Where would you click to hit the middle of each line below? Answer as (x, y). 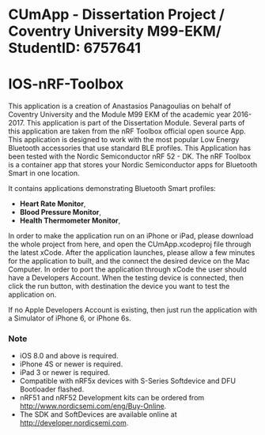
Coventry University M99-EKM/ (115, 31)
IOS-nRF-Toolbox (66, 84)
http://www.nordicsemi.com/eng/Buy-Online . (93, 406)
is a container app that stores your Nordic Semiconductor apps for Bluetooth (133, 165)
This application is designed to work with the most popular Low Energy (124, 140)
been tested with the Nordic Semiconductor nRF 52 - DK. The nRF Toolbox (130, 156)
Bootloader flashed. (52, 389)
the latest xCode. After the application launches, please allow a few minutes (132, 253)
